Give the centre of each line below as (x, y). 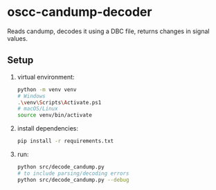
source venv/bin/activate (54, 115)
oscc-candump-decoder (80, 12)
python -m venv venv (47, 89)
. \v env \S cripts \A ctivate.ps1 (59, 102)
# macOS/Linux (37, 109)
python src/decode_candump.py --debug (73, 180)
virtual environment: (46, 77)
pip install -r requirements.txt (65, 141)
